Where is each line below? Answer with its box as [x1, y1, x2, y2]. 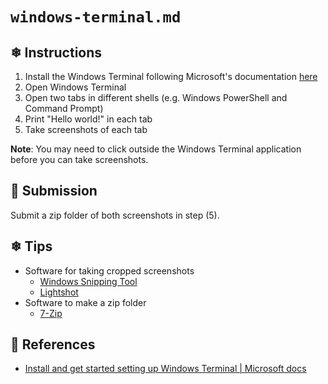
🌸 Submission [10, 183, 98, 200]
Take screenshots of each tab [24, 124, 148, 135]
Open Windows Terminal [24, 81, 127, 93]
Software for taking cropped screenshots [24, 264, 195, 277]
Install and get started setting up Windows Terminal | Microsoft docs [24, 363, 307, 375]
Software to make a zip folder [24, 296, 147, 308]
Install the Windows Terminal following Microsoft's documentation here [24, 71, 318, 82]
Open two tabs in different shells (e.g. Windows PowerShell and [24, 92, 288, 103]
